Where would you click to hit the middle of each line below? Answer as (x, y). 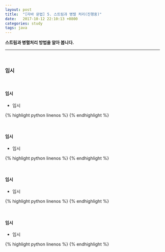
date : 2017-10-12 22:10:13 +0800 (41, 19)
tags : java (16, 28)
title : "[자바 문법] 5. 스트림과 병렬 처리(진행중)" (54, 14)
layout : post (18, 10)
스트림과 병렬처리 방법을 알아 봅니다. (40, 43)
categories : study (24, 23)
